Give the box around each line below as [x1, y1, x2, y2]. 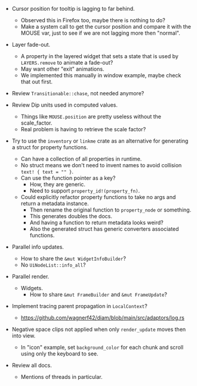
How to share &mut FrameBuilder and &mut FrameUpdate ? [29, 291, 167, 298]
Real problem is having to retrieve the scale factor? [20, 126, 146, 132]
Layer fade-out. [11, 41, 51, 48]
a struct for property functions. [11, 144, 88, 150]
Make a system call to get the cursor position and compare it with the [20, 23, 191, 30]
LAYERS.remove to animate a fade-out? [20, 59, 113, 66]
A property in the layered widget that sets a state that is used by [20, 53, 179, 59]
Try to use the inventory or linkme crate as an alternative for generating [11, 137, 189, 144]
